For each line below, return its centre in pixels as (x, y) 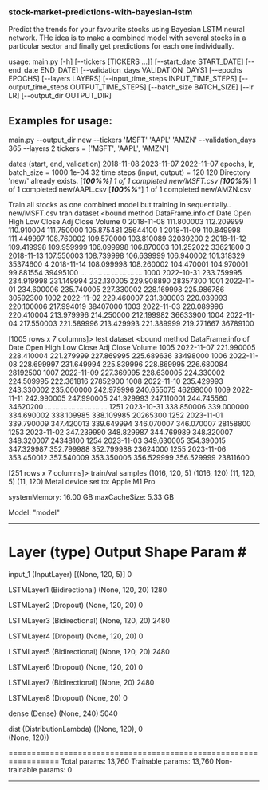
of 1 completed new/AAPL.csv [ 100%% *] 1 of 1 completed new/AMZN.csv (130, 189)
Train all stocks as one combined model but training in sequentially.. (120, 205)
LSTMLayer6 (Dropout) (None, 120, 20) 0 (76, 667)
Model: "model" (34, 512)
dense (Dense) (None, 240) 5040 (63, 713)
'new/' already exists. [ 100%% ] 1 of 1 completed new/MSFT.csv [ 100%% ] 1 (132, 181)
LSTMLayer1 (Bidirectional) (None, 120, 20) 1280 (88, 590)
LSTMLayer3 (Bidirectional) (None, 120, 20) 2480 (89, 621)
